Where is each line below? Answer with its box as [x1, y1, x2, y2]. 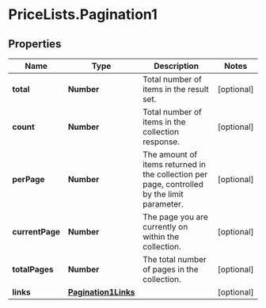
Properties [8, 37, 62, 51]
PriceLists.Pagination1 [8, 6, 158, 24]
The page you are [142, 211, 208, 222]
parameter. [142, 199, 184, 209]
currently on [142, 222, 188, 232]
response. [142, 136, 180, 147]
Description [154, 61, 199, 71]
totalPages [12, 264, 54, 275]
